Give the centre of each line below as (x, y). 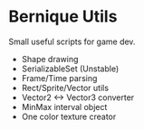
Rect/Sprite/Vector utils (65, 88)
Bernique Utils (63, 17)
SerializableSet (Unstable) (70, 69)
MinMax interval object (64, 106)
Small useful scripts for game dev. (72, 41)
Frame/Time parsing (59, 78)
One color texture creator (69, 116)
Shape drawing (50, 59)
